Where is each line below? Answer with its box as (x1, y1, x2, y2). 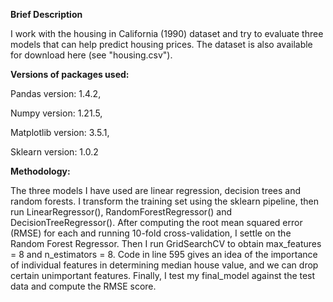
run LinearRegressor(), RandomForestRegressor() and (10, 206, 232, 218)
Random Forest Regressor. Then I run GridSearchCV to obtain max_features (10, 238, 322, 249)
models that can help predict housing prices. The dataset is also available (10, 39, 313, 50)
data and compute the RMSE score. (10, 280, 157, 292)
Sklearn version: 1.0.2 (10, 146, 99, 158)
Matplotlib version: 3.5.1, (10, 127, 110, 138)
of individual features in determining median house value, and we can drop (10, 259, 319, 271)
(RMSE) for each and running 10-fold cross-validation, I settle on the (10, 227, 292, 239)
